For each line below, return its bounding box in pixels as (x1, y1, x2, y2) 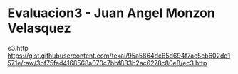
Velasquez (7, 20, 71, 36)
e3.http (7, 43, 29, 52)
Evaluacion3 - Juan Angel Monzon (7, 5, 215, 21)
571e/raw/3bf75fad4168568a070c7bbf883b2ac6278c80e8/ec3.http (7, 58, 207, 67)
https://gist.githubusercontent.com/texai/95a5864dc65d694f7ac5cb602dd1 (7, 51, 231, 60)
